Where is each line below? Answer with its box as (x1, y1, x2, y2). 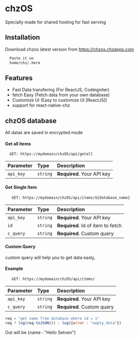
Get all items (5, 140, 31, 147)
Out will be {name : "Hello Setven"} (5, 329, 76, 335)
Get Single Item (5, 184, 37, 190)
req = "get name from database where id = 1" (5, 316, 99, 321)
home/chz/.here (9, 60, 41, 65)
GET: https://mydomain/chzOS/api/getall (9, 152, 93, 157)
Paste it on (9, 56, 34, 61)
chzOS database (5, 116, 57, 125)
